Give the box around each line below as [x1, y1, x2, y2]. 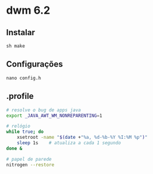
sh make [6, 43, 26, 49]
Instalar [6, 27, 36, 38]
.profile [6, 91, 34, 101]
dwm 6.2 [6, 4, 51, 17]
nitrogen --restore [6, 161, 55, 167]
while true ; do [6, 129, 44, 135]
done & [6, 145, 23, 151]
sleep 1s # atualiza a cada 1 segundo [17, 140, 121, 146]
